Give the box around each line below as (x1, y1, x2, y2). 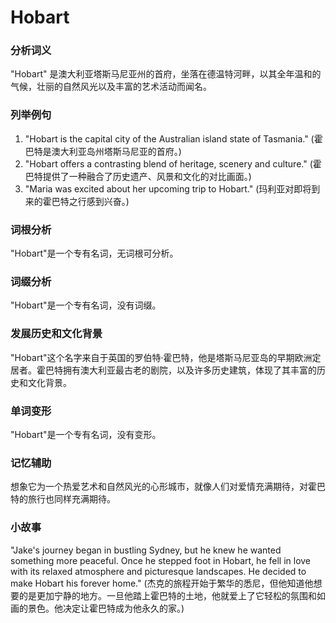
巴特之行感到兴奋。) (51, 195, 130, 207)
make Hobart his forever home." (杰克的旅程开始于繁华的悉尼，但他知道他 (10, 577, 314, 589)
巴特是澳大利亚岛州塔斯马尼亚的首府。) (24, 145, 182, 157)
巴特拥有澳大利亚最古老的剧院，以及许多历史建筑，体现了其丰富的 (44, 364, 317, 376)
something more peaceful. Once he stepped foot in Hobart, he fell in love (10, 554, 312, 566)
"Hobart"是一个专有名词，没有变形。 (10, 428, 162, 440)
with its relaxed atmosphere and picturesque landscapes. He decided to (10, 565, 307, 577)
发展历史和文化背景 (10, 327, 103, 341)
